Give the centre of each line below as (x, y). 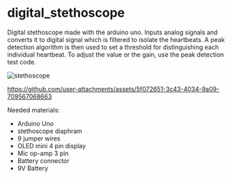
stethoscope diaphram (49, 131)
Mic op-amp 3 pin (43, 153)
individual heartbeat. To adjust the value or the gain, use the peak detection (116, 55)
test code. (22, 62)
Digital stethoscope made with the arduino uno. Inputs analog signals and (113, 32)
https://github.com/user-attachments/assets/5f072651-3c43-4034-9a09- (114, 89)
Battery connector (43, 160)
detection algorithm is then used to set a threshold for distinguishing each (113, 47)
